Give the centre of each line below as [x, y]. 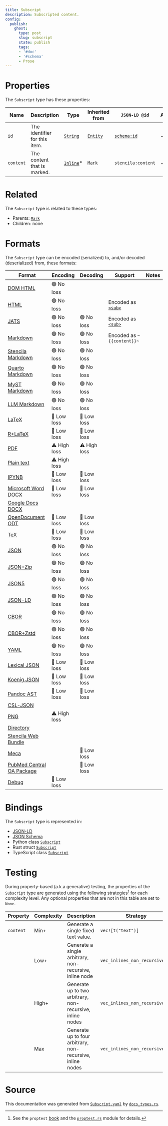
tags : [24, 47]
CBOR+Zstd [22, 633]
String [71, 136]
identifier [41, 133]
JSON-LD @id [135, 115]
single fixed [80, 930]
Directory [19, 728]
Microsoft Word [26, 489]
